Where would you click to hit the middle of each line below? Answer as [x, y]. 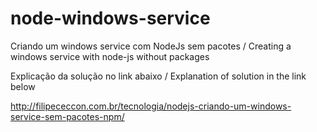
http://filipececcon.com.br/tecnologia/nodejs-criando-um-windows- [151, 106]
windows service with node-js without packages [110, 56]
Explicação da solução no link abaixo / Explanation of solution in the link [158, 76]
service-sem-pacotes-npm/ [67, 116]
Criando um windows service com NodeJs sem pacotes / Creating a [151, 46]
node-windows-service [110, 18]
